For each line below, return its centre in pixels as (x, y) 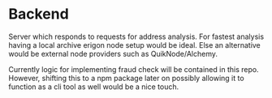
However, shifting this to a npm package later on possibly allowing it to (127, 78)
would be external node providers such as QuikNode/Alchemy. (113, 53)
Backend (39, 14)
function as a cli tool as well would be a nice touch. (94, 87)
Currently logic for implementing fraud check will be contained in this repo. (134, 69)
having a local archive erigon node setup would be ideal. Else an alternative (135, 45)
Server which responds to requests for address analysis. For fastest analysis (136, 36)
